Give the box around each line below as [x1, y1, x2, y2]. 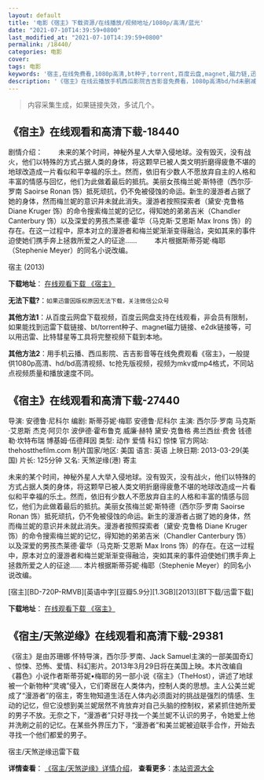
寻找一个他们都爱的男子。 [8, 730, 91, 739]
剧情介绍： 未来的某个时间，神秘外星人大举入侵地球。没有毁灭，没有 [8, 147, 244, 157]
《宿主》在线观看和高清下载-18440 [8, 125, 180, 138]
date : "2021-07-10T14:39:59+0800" [8, 26, 122, 34]
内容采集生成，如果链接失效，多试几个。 [27, 100, 159, 109]
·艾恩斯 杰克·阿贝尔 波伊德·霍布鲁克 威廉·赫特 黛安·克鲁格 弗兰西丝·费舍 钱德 [8, 426, 252, 436]
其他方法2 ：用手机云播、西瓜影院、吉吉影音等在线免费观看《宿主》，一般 [8, 349, 244, 359]
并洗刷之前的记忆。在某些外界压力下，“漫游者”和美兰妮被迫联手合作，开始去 [8, 720, 255, 730]
